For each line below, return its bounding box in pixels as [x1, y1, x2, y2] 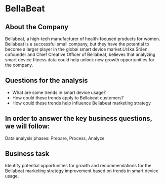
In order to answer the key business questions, [5, 114, 152, 123]
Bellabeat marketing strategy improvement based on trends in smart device [5, 168, 159, 174]
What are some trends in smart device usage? [12, 90, 106, 95]
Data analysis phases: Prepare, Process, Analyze [5, 135, 105, 141]
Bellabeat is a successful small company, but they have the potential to [5, 41, 150, 47]
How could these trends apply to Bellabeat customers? [12, 94, 124, 100]
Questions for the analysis [5, 76, 88, 85]
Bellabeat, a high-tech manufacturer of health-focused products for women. [5, 36, 161, 42]
